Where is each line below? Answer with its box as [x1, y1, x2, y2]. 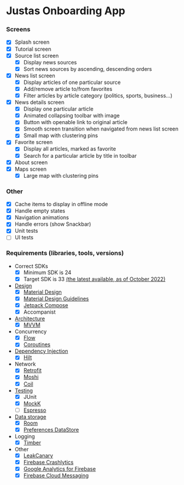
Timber [23, 439, 41, 446]
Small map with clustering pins [23, 132, 98, 139]
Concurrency [14, 328, 47, 335]
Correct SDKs [14, 262, 48, 269]
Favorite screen [14, 139, 53, 146]
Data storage [14, 413, 47, 420]
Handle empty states [14, 207, 65, 214]
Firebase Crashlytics [23, 459, 74, 466]
